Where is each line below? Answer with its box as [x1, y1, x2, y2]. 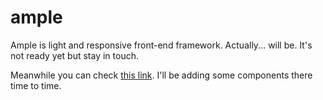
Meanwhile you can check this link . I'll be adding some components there [10, 69, 313, 81]
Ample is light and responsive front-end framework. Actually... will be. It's [10, 39, 313, 51]
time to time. [10, 79, 62, 91]
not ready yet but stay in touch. [10, 49, 139, 61]
